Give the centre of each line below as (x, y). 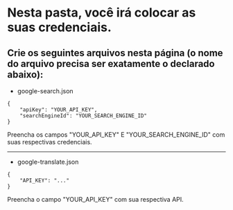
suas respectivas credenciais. (50, 142)
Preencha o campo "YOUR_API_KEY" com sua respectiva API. (95, 199)
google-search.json (45, 91)
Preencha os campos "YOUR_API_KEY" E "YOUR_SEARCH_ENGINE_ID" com (116, 135)
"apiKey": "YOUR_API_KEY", (59, 110)
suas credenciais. (60, 27)
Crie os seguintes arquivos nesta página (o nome (115, 53)
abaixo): (25, 74)
